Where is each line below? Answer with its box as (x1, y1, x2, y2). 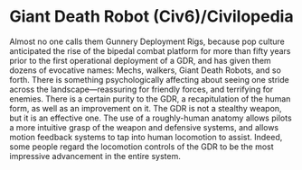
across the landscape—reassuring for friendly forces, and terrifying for (9, 84, 274, 94)
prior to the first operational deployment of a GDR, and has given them (9, 55, 271, 66)
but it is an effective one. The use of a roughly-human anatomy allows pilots (9, 112, 292, 123)
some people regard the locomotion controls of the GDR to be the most (9, 141, 274, 152)
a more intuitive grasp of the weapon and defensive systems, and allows (9, 121, 279, 132)
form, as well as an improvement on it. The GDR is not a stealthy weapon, (9, 103, 282, 113)
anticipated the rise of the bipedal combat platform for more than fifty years (9, 45, 291, 56)
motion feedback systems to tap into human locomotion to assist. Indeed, (9, 131, 283, 142)
